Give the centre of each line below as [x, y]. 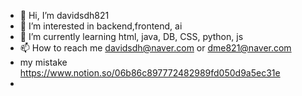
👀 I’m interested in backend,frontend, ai [101, 26]
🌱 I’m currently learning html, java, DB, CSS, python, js [131, 36]
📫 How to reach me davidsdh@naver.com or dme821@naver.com [155, 48]
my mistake [43, 62]
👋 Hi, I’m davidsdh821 [64, 15]
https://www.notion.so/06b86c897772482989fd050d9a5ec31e [150, 73]
